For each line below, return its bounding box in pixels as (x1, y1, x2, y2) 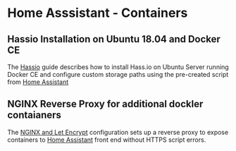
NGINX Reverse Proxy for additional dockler (7, 98, 204, 110)
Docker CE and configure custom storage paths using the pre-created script (7, 71, 229, 78)
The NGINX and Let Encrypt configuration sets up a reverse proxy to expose (7, 128, 229, 136)
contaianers (7, 109, 62, 121)
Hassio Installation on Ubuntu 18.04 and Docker (7, 33, 221, 45)
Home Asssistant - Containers (7, 5, 188, 21)
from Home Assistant (7, 78, 69, 86)
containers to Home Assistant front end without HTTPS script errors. (7, 135, 206, 144)
